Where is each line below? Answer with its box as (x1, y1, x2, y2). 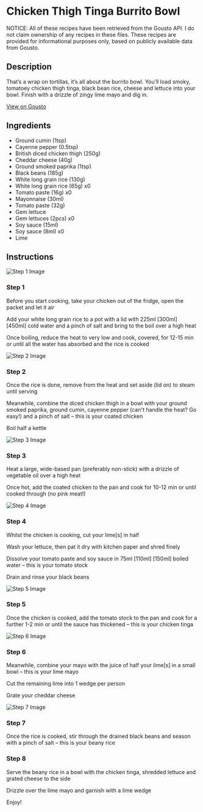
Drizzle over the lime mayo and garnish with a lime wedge (6, 786, 152, 794)
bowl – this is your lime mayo (6, 668, 79, 676)
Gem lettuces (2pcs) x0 (15, 214, 75, 222)
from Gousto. (6, 44, 40, 51)
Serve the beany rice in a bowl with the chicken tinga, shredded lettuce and (6, 768, 196, 775)
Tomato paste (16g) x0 (15, 188, 72, 196)
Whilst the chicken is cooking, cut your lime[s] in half (6, 531, 139, 538)
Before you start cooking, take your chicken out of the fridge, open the (6, 297, 184, 304)
